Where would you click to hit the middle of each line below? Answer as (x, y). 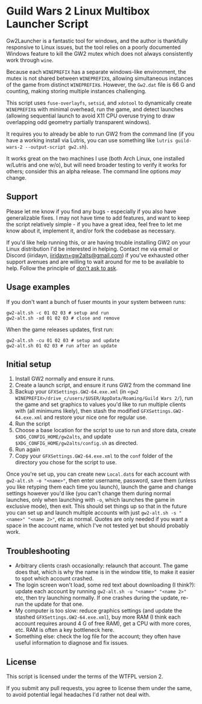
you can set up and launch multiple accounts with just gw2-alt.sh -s (91, 513)
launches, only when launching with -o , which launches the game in (90, 500)
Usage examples (38, 287)
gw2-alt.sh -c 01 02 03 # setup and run (58, 313)
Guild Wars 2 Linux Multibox (78, 11)
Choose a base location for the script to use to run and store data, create (106, 430)
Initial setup (29, 364)
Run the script (32, 424)
